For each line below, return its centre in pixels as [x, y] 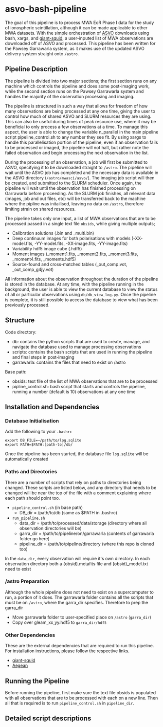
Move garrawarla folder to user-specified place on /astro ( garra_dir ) [82, 617]
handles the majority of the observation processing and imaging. [70, 96]
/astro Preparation [27, 581]
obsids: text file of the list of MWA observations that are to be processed [85, 381]
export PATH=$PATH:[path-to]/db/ [39, 445]
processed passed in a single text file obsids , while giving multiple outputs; [80, 223]
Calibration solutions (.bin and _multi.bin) [53, 233]
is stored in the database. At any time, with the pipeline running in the [74, 284]
